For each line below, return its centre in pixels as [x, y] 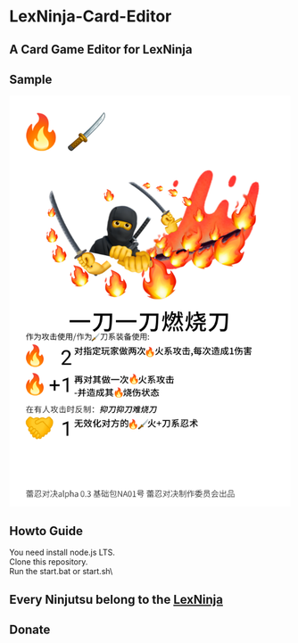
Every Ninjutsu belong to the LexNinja [116, 599]
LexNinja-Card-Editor [91, 16]
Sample [31, 79]
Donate [30, 630]
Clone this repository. [49, 562]
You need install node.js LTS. [62, 552]
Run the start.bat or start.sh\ [61, 572]
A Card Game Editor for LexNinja [101, 49]
